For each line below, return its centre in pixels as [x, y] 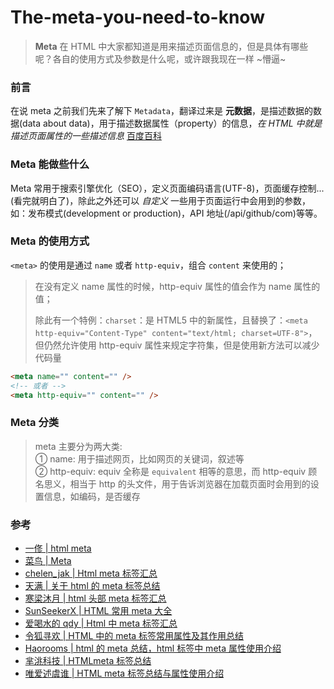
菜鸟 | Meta [48, 561]
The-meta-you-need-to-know [137, 17]
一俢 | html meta [58, 548]
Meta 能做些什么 [50, 164]
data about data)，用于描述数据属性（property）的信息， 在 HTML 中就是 [172, 123]
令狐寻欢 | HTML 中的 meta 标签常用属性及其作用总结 [134, 636]
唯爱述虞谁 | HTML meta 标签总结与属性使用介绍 [124, 673]
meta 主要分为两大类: [78, 446]
